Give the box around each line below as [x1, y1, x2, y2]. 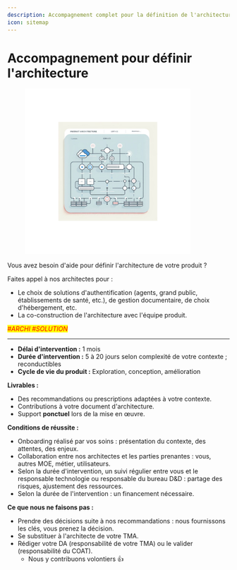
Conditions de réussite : [7, 423, 79, 432]
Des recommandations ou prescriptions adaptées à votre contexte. [17, 395, 212, 404]
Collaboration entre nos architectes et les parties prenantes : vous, [17, 452, 212, 461]
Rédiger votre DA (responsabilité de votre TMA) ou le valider [17, 540, 193, 548]
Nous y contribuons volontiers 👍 [28, 554, 124, 564]
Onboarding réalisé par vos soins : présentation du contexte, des [17, 437, 206, 446]
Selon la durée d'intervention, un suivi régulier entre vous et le [17, 467, 199, 475]
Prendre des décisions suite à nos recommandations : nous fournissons [17, 517, 226, 526]
